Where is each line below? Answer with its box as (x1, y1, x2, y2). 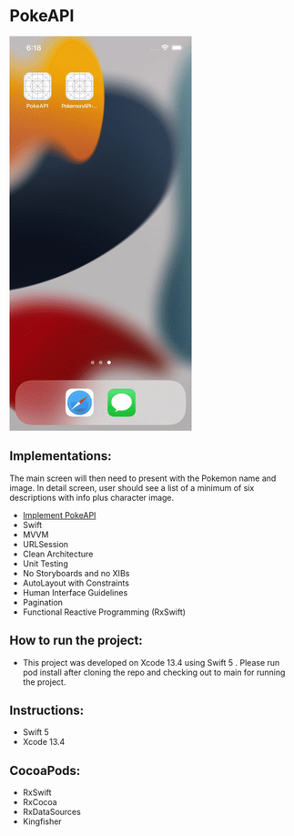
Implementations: (9, 448, 112, 464)
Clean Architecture (22, 548, 94, 559)
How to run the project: (9, 633, 143, 648)
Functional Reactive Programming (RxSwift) (22, 607, 187, 617)
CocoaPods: (9, 762, 81, 779)
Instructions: (9, 702, 85, 718)
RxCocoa (22, 797, 57, 808)
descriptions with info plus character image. (9, 492, 175, 503)
